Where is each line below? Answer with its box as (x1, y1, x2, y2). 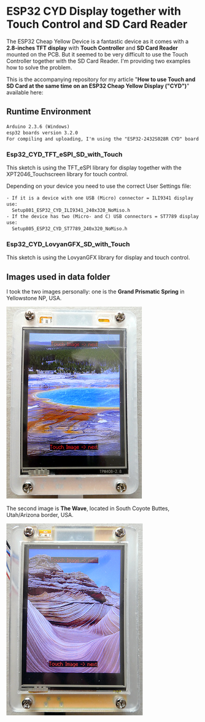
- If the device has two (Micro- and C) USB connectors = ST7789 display (6, 214, 199, 220)
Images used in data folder (6, 271, 110, 282)
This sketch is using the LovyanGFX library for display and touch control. (6, 254, 190, 262)
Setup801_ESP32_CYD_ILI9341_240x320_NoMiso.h (12, 208, 131, 214)
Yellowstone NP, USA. (6, 295, 62, 302)
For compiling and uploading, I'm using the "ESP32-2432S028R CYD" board (6, 136, 199, 142)
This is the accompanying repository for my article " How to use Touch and (6, 76, 196, 83)
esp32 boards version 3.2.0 (6, 130, 79, 136)
